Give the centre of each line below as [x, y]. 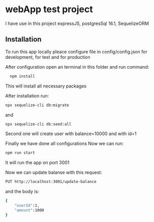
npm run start [20, 153]
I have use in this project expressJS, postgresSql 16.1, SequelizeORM [77, 23]
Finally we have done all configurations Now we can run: [64, 144]
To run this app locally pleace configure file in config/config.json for [76, 51]
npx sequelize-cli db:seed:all [38, 124]
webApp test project [49, 9]
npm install [23, 76]
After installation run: [27, 96]
